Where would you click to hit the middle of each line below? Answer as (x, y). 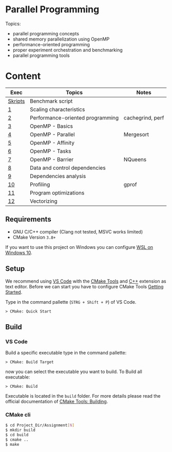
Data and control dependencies (68, 168)
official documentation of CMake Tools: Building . (57, 402)
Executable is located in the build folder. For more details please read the (83, 396)
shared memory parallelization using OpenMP (61, 39)
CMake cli (18, 415)
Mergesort (136, 134)
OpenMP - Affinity (52, 143)
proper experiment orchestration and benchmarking (68, 50)
